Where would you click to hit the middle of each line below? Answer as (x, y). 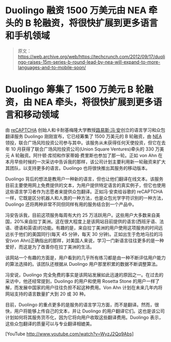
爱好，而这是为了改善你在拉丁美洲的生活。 (50, 246)
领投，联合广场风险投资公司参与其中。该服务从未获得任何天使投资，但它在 (83, 142)
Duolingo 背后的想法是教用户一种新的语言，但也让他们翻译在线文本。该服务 (84, 179)
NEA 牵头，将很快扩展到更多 (94, 102)
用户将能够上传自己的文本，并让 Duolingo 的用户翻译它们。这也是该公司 (89, 311)
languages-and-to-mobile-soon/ (52, 67)
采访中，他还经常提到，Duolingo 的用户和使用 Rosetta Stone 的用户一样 (80, 281)
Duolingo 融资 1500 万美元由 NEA (76, 10)
